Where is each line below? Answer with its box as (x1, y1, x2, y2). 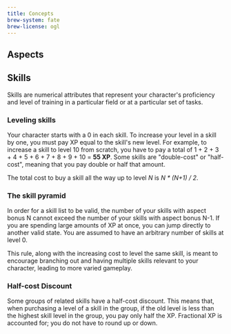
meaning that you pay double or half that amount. (25, 160, 165, 168)
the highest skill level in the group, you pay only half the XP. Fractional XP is (7, 312, 223, 320)
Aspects (7, 48, 44, 60)
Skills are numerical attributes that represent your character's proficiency (7, 91, 215, 99)
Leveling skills (7, 115, 57, 124)
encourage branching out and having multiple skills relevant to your (7, 257, 199, 265)
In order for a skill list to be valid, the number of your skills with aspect (7, 207, 207, 215)
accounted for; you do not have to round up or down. (7, 319, 158, 327)
